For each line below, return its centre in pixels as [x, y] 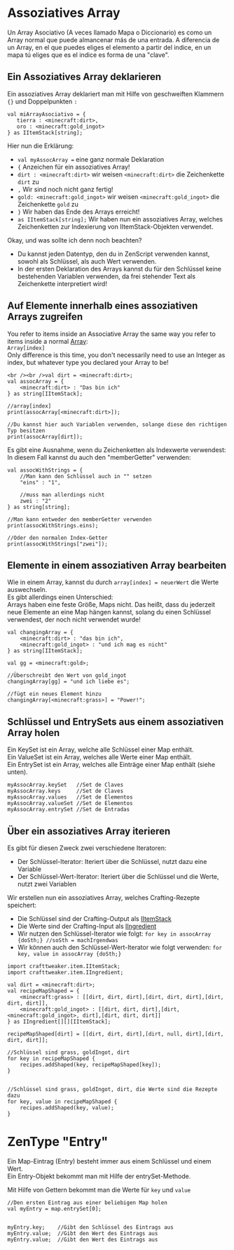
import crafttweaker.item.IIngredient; [66, 972]
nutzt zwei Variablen [47, 884]
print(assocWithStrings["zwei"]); [58, 544]
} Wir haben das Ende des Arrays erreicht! [78, 212]
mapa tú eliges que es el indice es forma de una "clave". [88, 55]
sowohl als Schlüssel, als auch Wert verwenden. [87, 261]
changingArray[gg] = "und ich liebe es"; [69, 682]
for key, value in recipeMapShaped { [62, 1102]
